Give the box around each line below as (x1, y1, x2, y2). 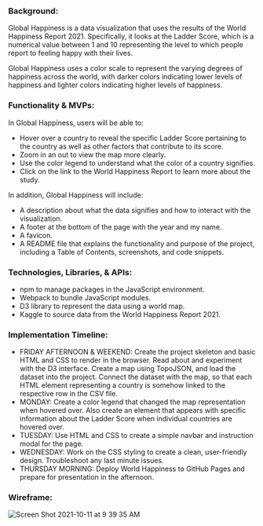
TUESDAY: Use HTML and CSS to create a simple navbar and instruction (19, 431, 254, 440)
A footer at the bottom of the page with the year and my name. (19, 222, 222, 231)
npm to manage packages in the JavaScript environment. (19, 285, 205, 294)
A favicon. (19, 230, 53, 240)
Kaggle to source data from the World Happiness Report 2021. (19, 309, 221, 319)
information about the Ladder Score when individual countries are (19, 414, 233, 424)
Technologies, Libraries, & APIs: (8, 267, 133, 278)
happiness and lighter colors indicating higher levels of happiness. (8, 80, 223, 90)
